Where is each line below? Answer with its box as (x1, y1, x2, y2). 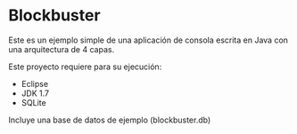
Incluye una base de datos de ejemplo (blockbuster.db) (8, 114, 211, 125)
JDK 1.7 (21, 88, 50, 99)
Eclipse (21, 78, 49, 89)
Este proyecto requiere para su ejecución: (8, 61, 162, 72)
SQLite (21, 97, 46, 107)
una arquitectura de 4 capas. (8, 43, 115, 54)
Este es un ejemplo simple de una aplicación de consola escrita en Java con (8, 35, 289, 45)
